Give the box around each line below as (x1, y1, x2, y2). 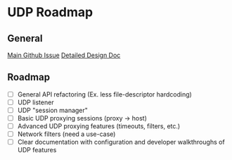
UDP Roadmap (7, 4, 94, 20)
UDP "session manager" (17, 106, 88, 114)
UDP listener (17, 98, 54, 106)
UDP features (17, 146, 57, 154)
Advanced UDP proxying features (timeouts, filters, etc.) (17, 122, 181, 130)
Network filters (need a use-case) (17, 130, 116, 138)
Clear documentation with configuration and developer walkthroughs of (17, 138, 225, 147)
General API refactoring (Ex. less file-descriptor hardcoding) (17, 90, 192, 99)
